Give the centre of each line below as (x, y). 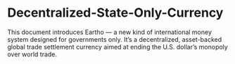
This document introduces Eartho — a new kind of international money (110, 32)
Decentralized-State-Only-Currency (115, 13)
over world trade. (32, 54)
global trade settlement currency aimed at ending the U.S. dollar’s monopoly (118, 47)
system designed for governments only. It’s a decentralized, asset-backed (115, 39)
